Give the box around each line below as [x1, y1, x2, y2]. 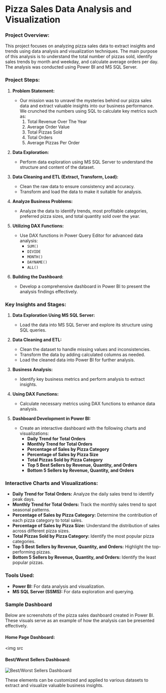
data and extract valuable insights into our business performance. [19, 103, 155, 109]
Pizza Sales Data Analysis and [5, 3, 132, 15]
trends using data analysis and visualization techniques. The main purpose [5, 48, 158, 54]
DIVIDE [27, 249, 41, 254]
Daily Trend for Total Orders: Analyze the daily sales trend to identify [12, 491, 154, 497]
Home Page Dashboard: [5, 634, 55, 640]
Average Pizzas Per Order [27, 139, 80, 145]
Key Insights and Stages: [5, 301, 66, 308]
